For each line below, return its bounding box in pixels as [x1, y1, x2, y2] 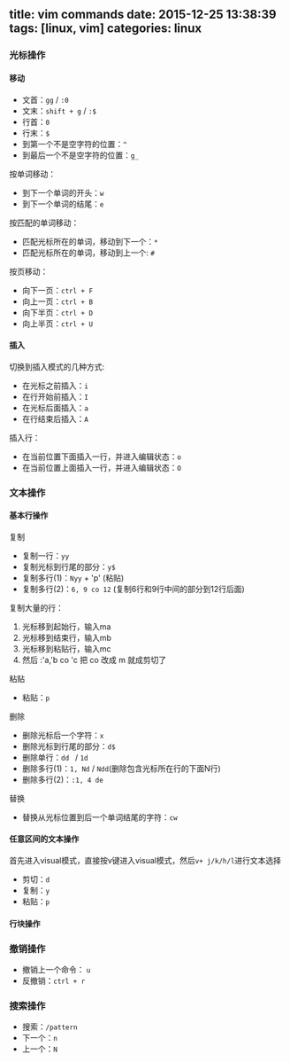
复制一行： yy [21, 550, 70, 561]
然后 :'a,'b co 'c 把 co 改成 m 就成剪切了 [21, 654, 167, 665]
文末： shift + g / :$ [21, 105, 97, 116]
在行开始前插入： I [21, 391, 88, 402]
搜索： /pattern [21, 1021, 78, 1032]
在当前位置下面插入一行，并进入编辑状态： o [21, 451, 181, 462]
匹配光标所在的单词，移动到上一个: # [21, 247, 155, 258]
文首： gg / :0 [21, 94, 69, 105]
